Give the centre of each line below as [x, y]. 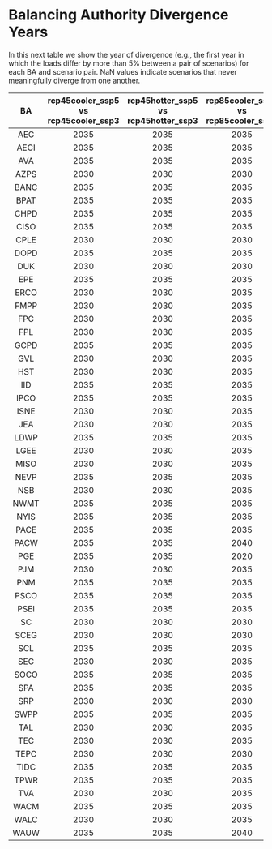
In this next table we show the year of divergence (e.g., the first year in [126, 54]
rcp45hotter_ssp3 [162, 121]
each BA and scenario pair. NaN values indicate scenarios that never [123, 71]
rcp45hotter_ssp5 [162, 101]
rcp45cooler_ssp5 [83, 101]
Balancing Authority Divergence [119, 15]
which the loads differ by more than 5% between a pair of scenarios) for [129, 63]
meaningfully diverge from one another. [74, 80]
